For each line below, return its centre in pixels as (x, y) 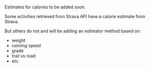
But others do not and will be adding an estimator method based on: (73, 31)
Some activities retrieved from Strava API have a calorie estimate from (75, 16)
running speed (26, 45)
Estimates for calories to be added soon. (45, 7)
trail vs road (24, 56)
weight (18, 40)
